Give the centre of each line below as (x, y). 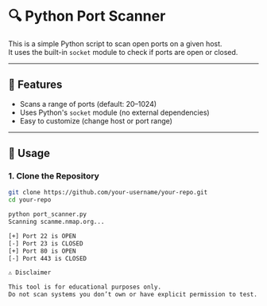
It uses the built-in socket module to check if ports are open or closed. (123, 52)
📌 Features (35, 85)
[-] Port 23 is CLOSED (46, 243)
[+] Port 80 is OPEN (43, 251)
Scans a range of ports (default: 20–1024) (88, 104)
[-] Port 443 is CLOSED (48, 258)
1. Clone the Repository (54, 176)
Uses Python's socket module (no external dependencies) (114, 112)
